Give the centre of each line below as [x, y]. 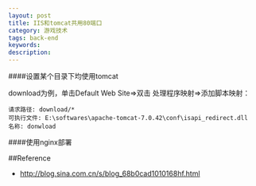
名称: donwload [32, 126]
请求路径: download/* [42, 110]
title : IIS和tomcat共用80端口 [55, 23]
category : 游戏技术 [38, 30]
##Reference [30, 158]
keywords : [25, 45]
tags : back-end [33, 38]
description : [30, 52]
